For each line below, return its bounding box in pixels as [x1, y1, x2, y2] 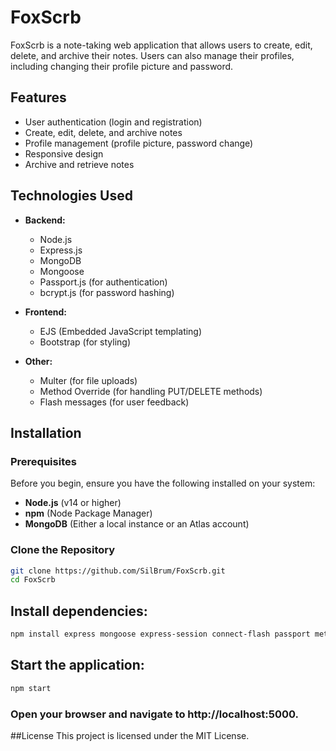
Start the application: [10, 657, 145, 674]
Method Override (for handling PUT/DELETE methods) [39, 385, 263, 397]
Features [10, 89, 67, 106]
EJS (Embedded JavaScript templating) [39, 325, 203, 337]
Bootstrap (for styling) [39, 336, 132, 348]
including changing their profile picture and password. [10, 60, 234, 72]
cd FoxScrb [10, 575, 56, 585]
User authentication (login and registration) [24, 116, 203, 128]
